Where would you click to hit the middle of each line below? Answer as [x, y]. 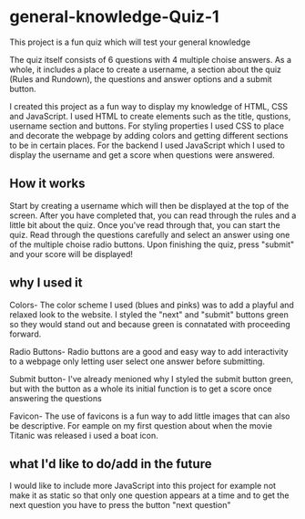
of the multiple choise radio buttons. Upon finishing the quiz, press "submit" [152, 244]
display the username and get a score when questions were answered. [142, 155]
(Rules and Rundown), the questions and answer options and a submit [141, 78]
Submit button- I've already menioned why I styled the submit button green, [152, 379]
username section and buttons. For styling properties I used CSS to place [147, 126]
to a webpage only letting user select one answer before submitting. [137, 361]
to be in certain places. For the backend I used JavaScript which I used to [147, 145]
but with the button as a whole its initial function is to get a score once [141, 389]
